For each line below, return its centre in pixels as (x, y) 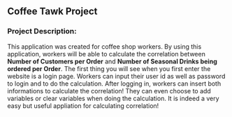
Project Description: (42, 31)
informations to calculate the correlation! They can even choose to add (109, 91)
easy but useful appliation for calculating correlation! (83, 106)
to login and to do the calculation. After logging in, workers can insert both (114, 84)
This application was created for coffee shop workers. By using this (104, 46)
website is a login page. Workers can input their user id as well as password (116, 76)
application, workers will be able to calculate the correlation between (107, 54)
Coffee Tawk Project (52, 11)
